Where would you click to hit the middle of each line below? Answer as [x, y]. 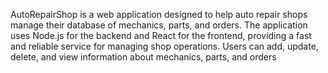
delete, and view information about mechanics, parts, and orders [143, 57]
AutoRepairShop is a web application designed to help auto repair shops [159, 14]
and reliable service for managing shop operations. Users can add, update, [164, 46]
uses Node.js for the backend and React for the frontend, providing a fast [161, 35]
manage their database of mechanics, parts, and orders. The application [159, 25]
